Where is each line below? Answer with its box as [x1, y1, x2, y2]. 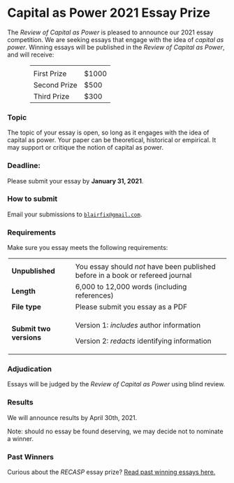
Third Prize [34, 91, 70, 101]
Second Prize [34, 80, 78, 90]
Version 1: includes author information [75, 321, 201, 330]
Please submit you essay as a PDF [75, 302, 187, 312]
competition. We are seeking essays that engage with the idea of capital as [7, 35, 224, 43]
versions [11, 332, 42, 342]
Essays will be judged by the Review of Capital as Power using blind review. [7, 380, 226, 388]
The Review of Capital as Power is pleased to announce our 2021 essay [7, 28, 214, 36]
